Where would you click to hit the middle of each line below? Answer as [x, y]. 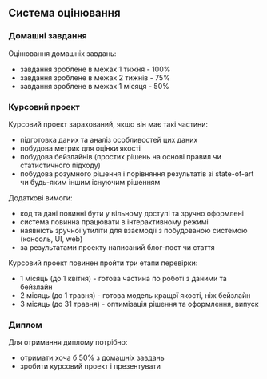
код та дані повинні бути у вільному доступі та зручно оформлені [132, 213]
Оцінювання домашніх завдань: [62, 53]
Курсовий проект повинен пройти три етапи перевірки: [103, 263]
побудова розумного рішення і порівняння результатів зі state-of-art [137, 173]
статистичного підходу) [60, 165]
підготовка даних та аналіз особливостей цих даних [109, 139]
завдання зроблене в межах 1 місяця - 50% [94, 86]
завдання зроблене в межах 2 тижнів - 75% [95, 77]
